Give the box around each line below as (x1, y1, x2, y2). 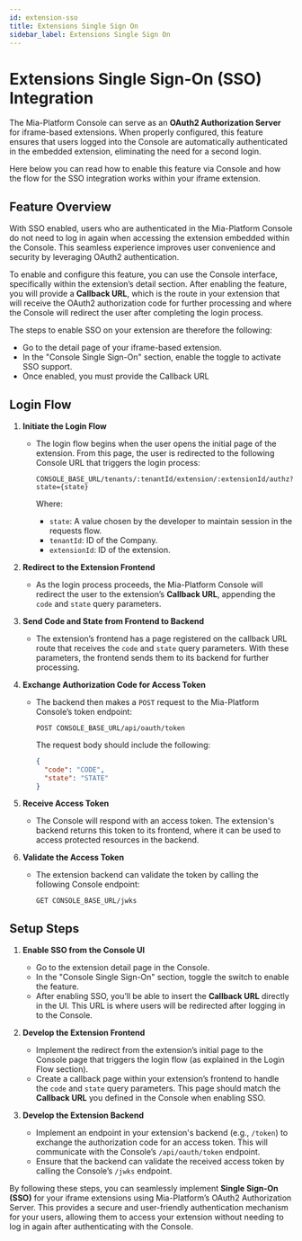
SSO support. (22, 362, 73, 372)
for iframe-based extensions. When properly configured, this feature (9, 127, 263, 138)
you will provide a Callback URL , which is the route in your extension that (9, 289, 280, 299)
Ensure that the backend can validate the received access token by (35, 1156, 285, 1167)
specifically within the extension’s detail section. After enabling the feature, (9, 279, 288, 290)
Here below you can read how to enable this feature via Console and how (9, 164, 281, 174)
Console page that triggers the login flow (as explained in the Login (35, 1054, 285, 1066)
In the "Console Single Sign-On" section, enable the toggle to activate (22, 352, 281, 362)
